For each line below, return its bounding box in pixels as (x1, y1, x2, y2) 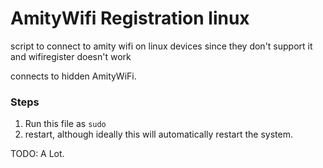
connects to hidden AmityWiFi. (10, 70, 137, 82)
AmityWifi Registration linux (10, 7, 250, 30)
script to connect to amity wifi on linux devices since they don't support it (10, 40, 313, 52)
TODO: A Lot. (10, 148, 65, 160)
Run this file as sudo (24, 118, 107, 130)
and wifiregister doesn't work (10, 50, 132, 62)
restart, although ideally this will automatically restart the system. (24, 128, 293, 141)
